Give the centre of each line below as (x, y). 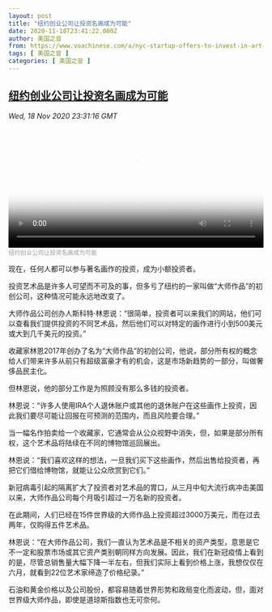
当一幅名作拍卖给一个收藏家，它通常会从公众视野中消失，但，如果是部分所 (132, 432)
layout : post (30, 16)
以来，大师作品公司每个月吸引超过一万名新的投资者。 (97, 497)
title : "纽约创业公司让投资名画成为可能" (70, 23)
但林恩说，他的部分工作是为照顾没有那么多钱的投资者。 (100, 388)
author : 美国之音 (35, 38)
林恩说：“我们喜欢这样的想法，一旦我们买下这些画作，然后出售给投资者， (131, 460)
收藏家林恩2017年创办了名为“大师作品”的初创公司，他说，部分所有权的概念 (133, 351)
